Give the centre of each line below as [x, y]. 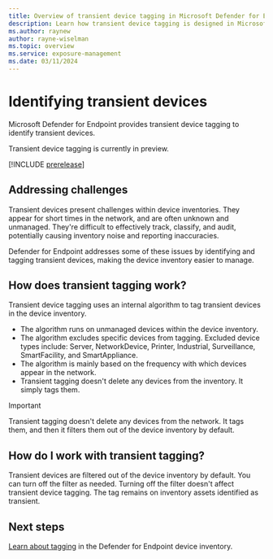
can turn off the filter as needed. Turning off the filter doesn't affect [121, 484]
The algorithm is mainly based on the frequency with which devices [133, 364]
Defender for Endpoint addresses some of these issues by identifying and [132, 251]
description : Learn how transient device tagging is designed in [121, 24]
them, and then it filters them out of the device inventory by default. [121, 430]
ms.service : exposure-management [65, 54]
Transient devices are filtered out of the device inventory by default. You [130, 475]
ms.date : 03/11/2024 [43, 62]
